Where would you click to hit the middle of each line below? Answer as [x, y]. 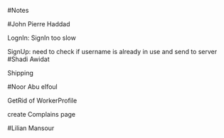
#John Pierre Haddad [39, 24]
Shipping [21, 73]
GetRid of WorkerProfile [42, 100]
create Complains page [42, 114]
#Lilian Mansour [31, 128]
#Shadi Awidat [28, 59]
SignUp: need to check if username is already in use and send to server [112, 52]
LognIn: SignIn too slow [42, 38]
